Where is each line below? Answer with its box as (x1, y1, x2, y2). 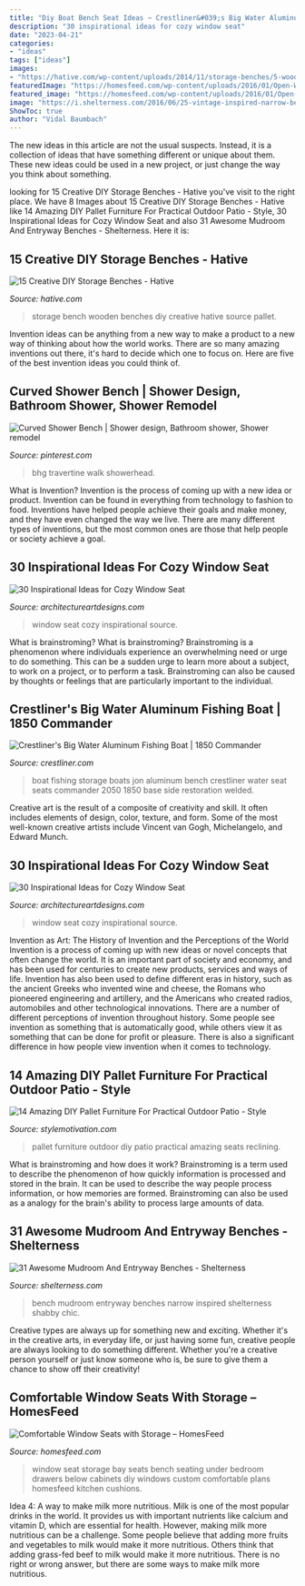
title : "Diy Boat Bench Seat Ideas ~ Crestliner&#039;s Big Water (9, 13, 266, 23)
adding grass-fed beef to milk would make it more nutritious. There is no (9, 1549, 280, 1560)
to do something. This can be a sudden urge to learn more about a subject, (9, 656, 290, 667)
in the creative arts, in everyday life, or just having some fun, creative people (9, 1334, 296, 1345)
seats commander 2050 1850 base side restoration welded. (31, 784, 254, 796)
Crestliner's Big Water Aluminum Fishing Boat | (9, 702, 281, 717)
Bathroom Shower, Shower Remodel (9, 398, 218, 414)
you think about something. (9, 169, 112, 180)
